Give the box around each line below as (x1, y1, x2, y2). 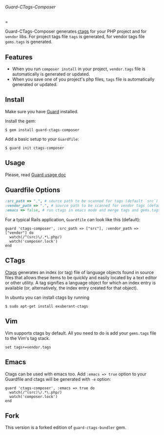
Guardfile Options (5, 186, 61, 194)
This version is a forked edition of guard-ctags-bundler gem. (5, 425, 126, 431)
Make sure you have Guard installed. (5, 108, 79, 114)
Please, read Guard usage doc (5, 171, 66, 178)
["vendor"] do (5, 230, 34, 235)
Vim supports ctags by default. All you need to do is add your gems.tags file (5, 330, 157, 336)
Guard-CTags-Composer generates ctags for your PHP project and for (5, 28, 147, 34)
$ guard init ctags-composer (5, 145, 64, 150)
